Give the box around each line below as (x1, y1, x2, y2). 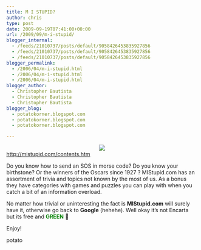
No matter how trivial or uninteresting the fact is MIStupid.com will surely (6, 200, 190, 207)
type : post (6, 20, 34, 26)
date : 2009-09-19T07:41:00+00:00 (6, 26, 91, 32)
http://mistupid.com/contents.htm (6, 151, 90, 158)
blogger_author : (6, 83, 47, 89)
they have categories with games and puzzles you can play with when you (6, 182, 192, 189)
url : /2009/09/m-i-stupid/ (6, 32, 75, 38)
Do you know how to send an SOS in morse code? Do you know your (6, 162, 179, 170)
